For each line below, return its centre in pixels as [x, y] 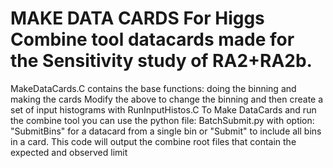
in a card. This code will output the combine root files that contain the [153, 141]
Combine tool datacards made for [152, 39]
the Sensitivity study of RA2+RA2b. [161, 61]
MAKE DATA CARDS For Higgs [137, 18]
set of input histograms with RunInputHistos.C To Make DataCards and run [163, 109]
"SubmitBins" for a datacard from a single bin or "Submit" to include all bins [166, 131]
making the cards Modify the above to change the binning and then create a [167, 99]
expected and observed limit [69, 152]
